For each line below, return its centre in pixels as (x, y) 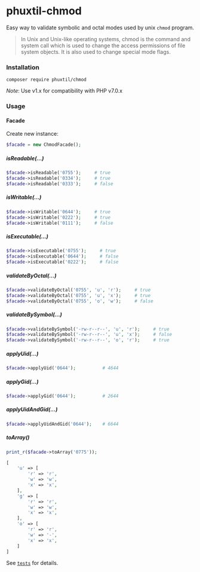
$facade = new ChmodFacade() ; (44, 145)
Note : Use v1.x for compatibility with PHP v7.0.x (64, 91)
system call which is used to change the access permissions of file (103, 45)
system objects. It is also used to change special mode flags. (96, 51)
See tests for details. (32, 563)
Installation (23, 67)
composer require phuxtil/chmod (46, 80)
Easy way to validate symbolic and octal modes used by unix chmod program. (100, 27)
